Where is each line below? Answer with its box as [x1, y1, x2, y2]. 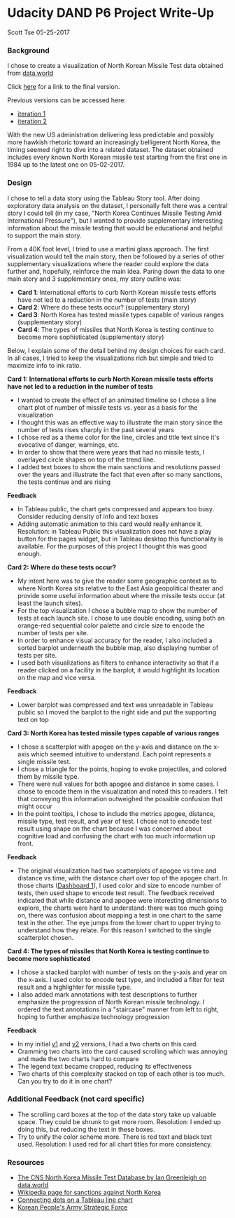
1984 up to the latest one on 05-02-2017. [7, 160, 124, 169]
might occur [17, 802, 52, 810]
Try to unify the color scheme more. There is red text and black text [17, 1133, 213, 1141]
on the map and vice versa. [17, 673, 97, 681]
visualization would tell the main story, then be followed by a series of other [7, 252, 225, 261]
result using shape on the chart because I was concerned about [17, 824, 202, 833]
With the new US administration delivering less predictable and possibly [7, 131, 215, 139]
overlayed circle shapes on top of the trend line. [17, 455, 156, 464]
